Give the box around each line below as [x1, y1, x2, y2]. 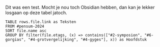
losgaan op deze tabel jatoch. [5, 10, 67, 16]
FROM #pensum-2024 [5, 24, 44, 29]
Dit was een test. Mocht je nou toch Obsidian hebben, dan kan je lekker [5, 5, 155, 10]
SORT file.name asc [5, 28, 47, 33]
